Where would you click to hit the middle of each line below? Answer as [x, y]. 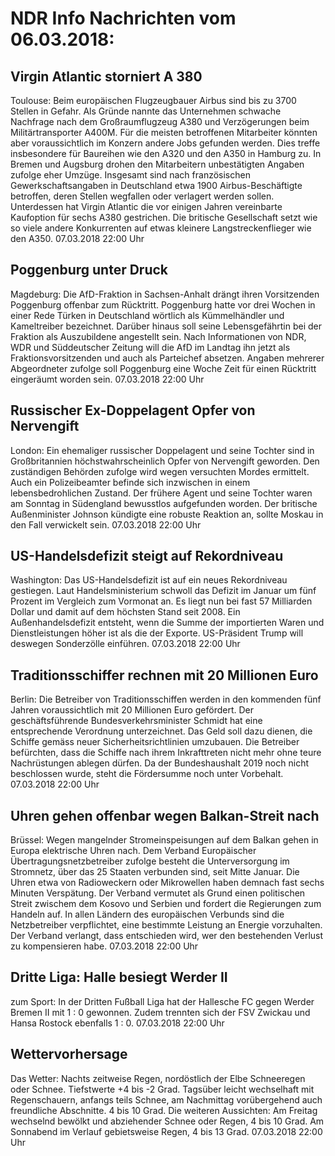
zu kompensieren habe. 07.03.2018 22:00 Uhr [104, 946]
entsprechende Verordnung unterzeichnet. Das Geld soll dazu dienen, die [161, 731]
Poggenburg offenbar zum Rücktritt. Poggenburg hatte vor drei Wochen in [163, 304]
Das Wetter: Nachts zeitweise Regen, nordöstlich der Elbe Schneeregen [158, 1078]
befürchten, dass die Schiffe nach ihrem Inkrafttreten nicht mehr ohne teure [166, 753]
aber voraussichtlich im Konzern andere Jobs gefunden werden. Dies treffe [165, 143]
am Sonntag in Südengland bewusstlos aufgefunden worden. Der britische [164, 503]
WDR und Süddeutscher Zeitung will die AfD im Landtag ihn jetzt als [150, 347]
